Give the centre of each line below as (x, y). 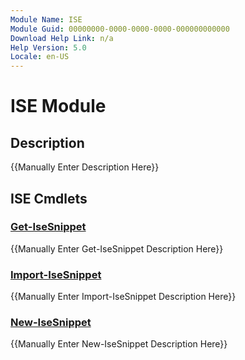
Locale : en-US (40, 57)
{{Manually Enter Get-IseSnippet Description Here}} (117, 248)
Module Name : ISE (46, 19)
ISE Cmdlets (49, 198)
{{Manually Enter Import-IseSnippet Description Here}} (123, 297)
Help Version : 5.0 (48, 47)
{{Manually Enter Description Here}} (85, 167)
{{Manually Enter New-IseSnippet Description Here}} (119, 344)
